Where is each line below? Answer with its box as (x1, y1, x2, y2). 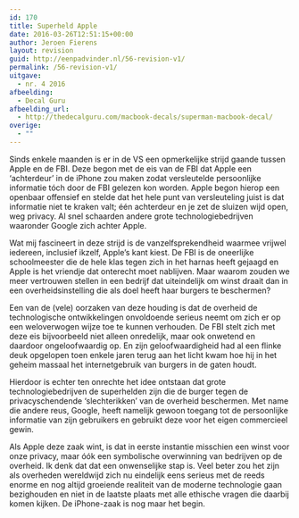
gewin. (9, 423, 34, 434)
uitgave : (9, 71, 42, 80)
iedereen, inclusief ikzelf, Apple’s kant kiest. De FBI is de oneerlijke (9, 246, 254, 257)
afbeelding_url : (9, 104, 70, 113)
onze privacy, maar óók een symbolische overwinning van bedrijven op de (9, 450, 283, 461)
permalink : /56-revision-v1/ (9, 63, 118, 72)
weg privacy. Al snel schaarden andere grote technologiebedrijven (9, 211, 253, 221)
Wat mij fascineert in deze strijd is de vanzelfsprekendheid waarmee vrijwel (9, 238, 287, 248)
